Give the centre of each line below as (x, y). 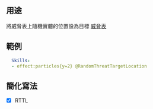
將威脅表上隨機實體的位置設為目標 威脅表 (56, 26)
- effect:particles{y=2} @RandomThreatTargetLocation (79, 66)
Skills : (21, 60)
